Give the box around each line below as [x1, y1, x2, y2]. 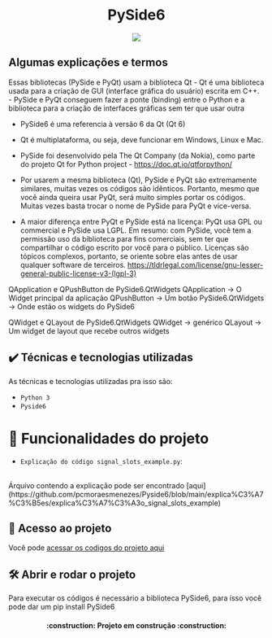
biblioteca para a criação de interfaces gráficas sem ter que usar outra [8, 103, 245, 113]
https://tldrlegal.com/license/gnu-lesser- [127, 260, 264, 269]
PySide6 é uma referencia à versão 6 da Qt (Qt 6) [19, 119, 186, 129]
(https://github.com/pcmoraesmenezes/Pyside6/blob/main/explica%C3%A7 [8, 489, 264, 499]
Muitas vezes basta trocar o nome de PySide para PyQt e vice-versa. [19, 201, 252, 211]
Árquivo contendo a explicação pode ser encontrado [8, 480, 185, 490]
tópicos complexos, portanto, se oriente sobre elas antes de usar [19, 251, 238, 261]
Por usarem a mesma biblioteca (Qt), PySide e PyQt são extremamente [19, 175, 257, 185]
